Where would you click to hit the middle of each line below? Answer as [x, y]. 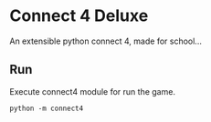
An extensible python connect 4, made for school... [106, 41]
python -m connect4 [47, 108]
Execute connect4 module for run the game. [93, 91]
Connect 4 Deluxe [79, 16]
